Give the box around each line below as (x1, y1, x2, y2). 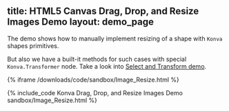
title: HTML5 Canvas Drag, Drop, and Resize (7, 5, 199, 17)
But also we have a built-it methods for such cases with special (7, 55, 187, 63)
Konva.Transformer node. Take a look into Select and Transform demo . (7, 62, 207, 71)
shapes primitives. (7, 41, 59, 50)
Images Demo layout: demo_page (7, 16, 154, 28)
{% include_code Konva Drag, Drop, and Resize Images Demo (7, 88, 183, 97)
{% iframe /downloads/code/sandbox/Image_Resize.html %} (7, 75, 179, 84)
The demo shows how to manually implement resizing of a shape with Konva (7, 34, 223, 42)
